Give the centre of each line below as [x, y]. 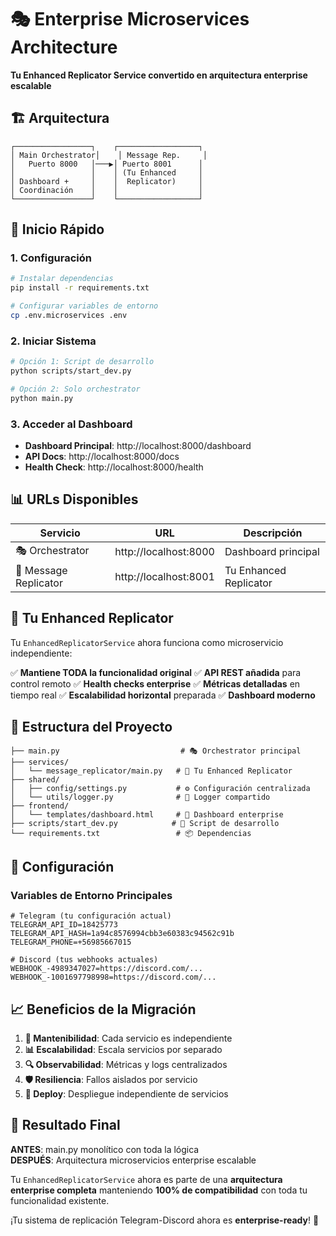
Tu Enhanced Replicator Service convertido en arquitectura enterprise [159, 75]
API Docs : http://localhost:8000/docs [102, 457]
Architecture [64, 47]
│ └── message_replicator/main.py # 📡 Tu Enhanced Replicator [151, 771]
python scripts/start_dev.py [71, 371]
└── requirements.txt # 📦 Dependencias [131, 834]
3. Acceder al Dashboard [71, 424]
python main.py [42, 398]
